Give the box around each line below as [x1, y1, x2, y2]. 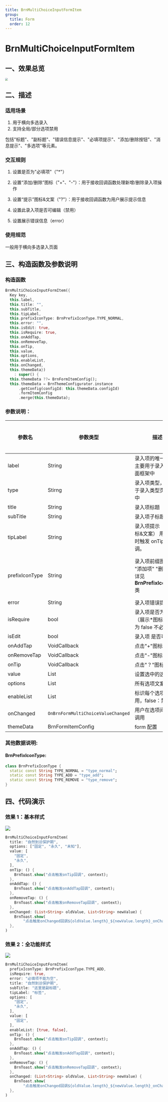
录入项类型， [134, 479, 165, 486]
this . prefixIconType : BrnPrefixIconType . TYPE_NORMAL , [9, 316, 124, 321]
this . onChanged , [9, 362, 43, 368]
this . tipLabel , [9, 311, 41, 316]
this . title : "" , [9, 302, 43, 307]
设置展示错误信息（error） [12, 218, 67, 224]
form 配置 [134, 723, 157, 730]
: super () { [14, 372, 39, 377]
